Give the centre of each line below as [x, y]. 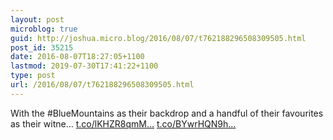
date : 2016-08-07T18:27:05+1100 [77, 57]
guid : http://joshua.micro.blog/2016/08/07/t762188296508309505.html [158, 38]
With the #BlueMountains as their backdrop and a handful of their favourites [167, 113]
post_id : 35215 [42, 47]
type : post [33, 76]
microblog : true [44, 29]
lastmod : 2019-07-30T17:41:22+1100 [84, 66]
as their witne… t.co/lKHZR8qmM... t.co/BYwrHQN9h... [123, 123]
